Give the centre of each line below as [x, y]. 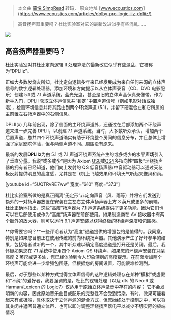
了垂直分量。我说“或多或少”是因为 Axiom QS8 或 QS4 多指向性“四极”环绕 [80, 161]
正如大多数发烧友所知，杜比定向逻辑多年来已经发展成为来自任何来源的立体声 [85, 82]
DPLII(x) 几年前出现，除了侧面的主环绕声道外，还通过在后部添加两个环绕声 [83, 124]
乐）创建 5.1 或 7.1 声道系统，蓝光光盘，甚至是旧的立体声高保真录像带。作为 [84, 94]
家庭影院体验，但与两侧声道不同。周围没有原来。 [65, 143]
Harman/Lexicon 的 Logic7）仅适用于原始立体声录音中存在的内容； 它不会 [83, 287]
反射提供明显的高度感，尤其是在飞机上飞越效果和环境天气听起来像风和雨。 [88, 173]
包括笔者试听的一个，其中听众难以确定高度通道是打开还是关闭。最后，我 [90, 244]
